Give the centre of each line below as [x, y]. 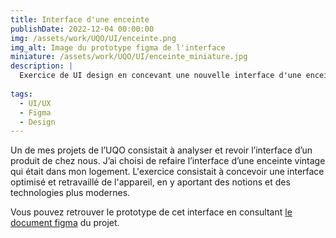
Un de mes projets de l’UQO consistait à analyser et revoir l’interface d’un [161, 150]
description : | [42, 66]
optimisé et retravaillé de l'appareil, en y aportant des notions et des [150, 182]
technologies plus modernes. [70, 193]
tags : [21, 94]
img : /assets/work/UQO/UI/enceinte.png [93, 38]
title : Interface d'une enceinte [80, 19]
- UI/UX [35, 103]
